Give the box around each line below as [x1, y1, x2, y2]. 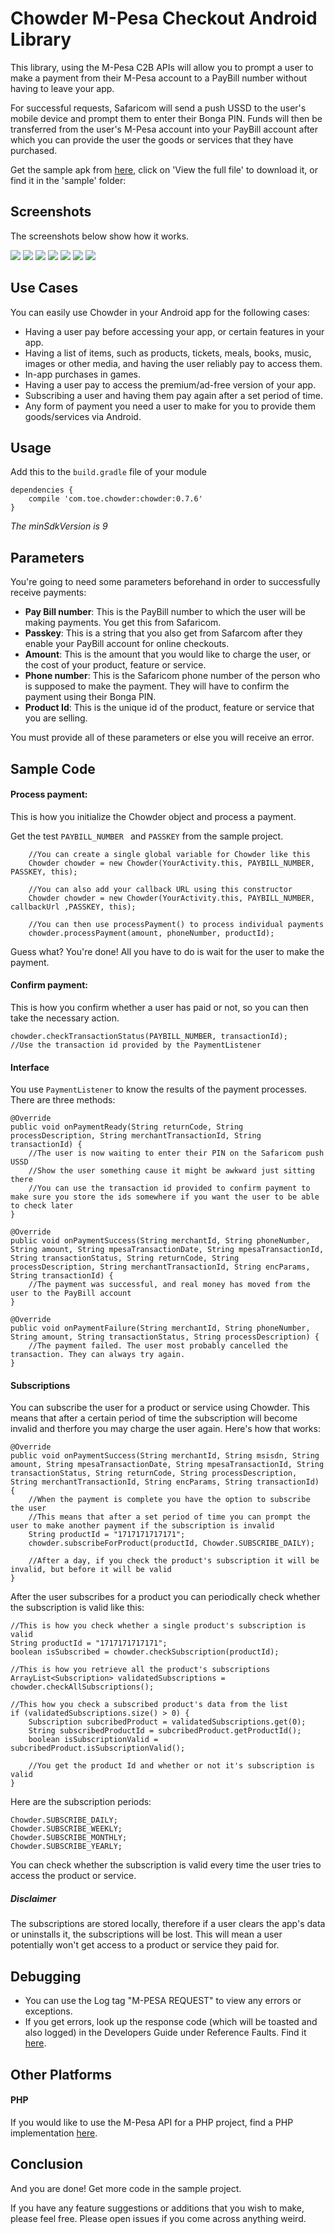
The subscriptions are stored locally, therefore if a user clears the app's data [10, 1918, 326, 1930]
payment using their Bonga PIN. [24, 691, 157, 703]
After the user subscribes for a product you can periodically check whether [10, 1591, 321, 1603]
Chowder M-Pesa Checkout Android [10, 7, 318, 30]
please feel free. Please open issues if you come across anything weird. [10, 2212, 307, 2224]
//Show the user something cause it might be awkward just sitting [28, 1166, 315, 1176]
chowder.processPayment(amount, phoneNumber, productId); [28, 928, 275, 938]
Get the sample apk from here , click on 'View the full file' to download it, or [10, 163, 319, 176]
